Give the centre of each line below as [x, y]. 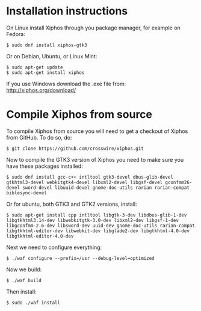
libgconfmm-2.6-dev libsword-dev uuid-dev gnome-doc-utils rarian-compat [101, 226]
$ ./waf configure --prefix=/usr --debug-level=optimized [80, 258]
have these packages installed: [45, 166]
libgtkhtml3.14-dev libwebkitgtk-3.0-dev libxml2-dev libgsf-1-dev [93, 220]
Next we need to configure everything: [54, 247]
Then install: [22, 291]
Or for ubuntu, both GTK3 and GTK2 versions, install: [72, 204]
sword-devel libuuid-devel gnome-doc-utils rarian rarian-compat [106, 188]
